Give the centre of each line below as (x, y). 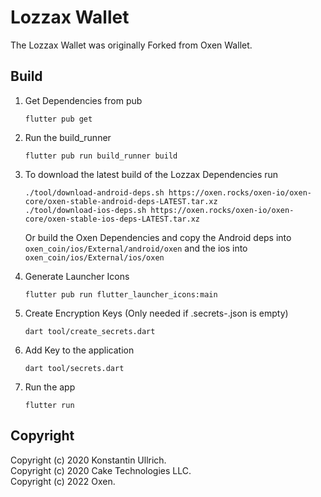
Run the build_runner (68, 137)
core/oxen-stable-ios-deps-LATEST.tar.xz (112, 219)
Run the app (50, 387)
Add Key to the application (79, 350)
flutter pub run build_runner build (101, 156)
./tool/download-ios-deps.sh (85, 210)
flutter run (49, 405)
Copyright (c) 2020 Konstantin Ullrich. (88, 460)
